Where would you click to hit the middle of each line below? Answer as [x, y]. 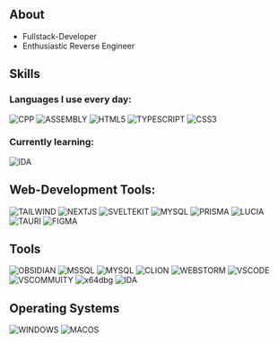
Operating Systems [65, 308]
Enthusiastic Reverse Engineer [78, 46]
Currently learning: [52, 142]
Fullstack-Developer [59, 36]
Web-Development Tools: [83, 190]
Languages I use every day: [70, 99]
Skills [25, 74]
